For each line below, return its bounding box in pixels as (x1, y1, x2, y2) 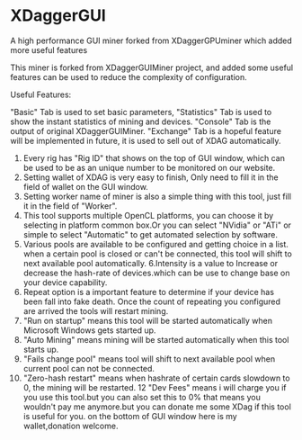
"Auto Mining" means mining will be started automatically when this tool (22, 334, 289, 345)
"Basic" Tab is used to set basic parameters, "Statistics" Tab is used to (10, 106, 272, 117)
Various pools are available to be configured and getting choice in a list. (22, 238, 289, 249)
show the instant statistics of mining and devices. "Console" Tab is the (10, 116, 271, 127)
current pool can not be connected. (22, 363, 155, 373)
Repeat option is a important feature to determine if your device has (22, 286, 275, 297)
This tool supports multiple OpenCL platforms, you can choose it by (22, 210, 274, 220)
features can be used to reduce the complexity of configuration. (10, 71, 247, 82)
